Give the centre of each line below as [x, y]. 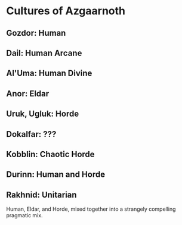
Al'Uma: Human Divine [49, 74]
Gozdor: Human [36, 33]
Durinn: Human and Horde [56, 175]
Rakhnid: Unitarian [41, 195]
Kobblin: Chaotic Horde [50, 154]
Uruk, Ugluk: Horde [43, 114]
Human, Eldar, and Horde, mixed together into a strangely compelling [91, 209]
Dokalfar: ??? [31, 134]
